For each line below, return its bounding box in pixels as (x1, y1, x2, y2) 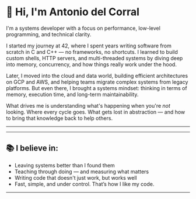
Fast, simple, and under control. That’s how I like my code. (14, 180, 155, 187)
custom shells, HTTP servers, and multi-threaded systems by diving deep (6, 54, 183, 61)
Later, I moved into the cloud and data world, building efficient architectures (6, 72, 188, 79)
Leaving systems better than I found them (14, 162, 115, 169)
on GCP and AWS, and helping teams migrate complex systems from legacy (6, 78, 188, 85)
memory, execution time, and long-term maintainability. (6, 91, 139, 98)
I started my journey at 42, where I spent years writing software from (6, 42, 172, 49)
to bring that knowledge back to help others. (6, 114, 113, 122)
